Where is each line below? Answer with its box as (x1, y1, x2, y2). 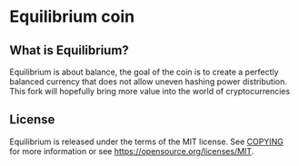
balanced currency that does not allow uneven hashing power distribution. (9, 76, 288, 87)
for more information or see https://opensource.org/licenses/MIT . (9, 145, 254, 156)
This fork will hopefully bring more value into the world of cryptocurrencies (9, 86, 291, 96)
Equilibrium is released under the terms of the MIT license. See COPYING (9, 136, 284, 147)
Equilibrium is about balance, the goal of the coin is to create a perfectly (9, 66, 279, 77)
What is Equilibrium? (9, 43, 129, 58)
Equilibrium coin (9, 6, 135, 27)
